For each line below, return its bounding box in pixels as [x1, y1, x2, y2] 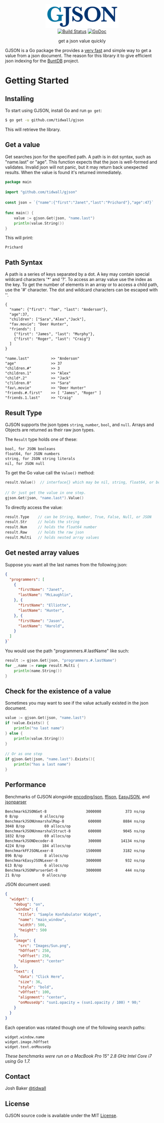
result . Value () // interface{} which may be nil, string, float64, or [5, 480, 154, 485]
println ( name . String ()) [14, 668, 62, 673]
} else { [5, 731, 23, 736]
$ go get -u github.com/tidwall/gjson [5, 118, 84, 123]
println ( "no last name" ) [14, 726, 64, 731]
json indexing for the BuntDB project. [5, 58, 80, 64]
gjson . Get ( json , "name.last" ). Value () [5, 495, 84, 500]
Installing [5, 95, 34, 103]
